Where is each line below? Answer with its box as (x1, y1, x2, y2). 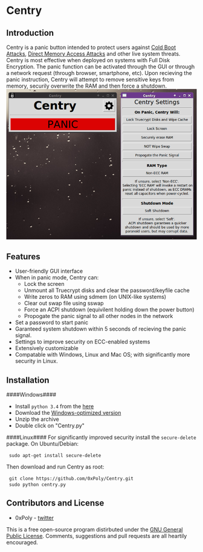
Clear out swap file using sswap (24, 300, 104, 307)
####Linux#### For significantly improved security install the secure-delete (6, 433, 196, 441)
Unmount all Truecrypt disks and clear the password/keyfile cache (24, 287, 190, 294)
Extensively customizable (14, 345, 79, 352)
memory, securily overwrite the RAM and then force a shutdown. (6, 82, 167, 89)
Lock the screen (24, 281, 65, 288)
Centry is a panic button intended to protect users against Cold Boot (6, 44, 176, 51)
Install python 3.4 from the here (14, 403, 94, 410)
